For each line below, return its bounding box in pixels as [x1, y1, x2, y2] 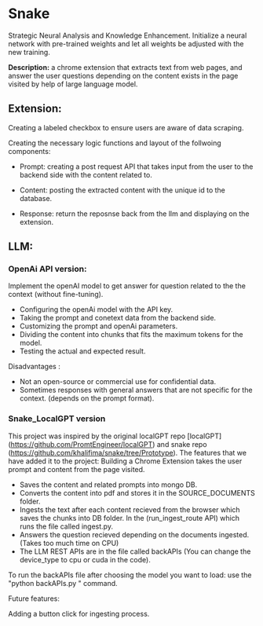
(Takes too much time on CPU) [19, 538, 119, 547]
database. [19, 193, 53, 203]
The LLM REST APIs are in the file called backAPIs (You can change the [19, 547, 251, 556]
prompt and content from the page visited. [8, 464, 145, 474]
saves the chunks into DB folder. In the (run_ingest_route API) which [19, 513, 240, 522]
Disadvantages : [8, 362, 60, 372]
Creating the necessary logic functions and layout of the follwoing [8, 138, 221, 148]
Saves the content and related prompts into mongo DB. [19, 480, 198, 489]
